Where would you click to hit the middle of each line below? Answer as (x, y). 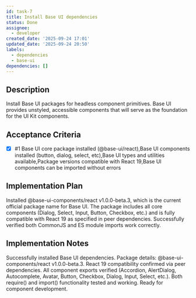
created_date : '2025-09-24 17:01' (48, 39)
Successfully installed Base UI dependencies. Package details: (81, 258)
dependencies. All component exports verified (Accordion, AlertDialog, (91, 270)
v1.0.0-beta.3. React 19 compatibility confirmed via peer (119, 263)
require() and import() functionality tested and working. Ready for (85, 282)
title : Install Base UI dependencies (52, 17)
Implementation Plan (45, 186)
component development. (37, 289)
